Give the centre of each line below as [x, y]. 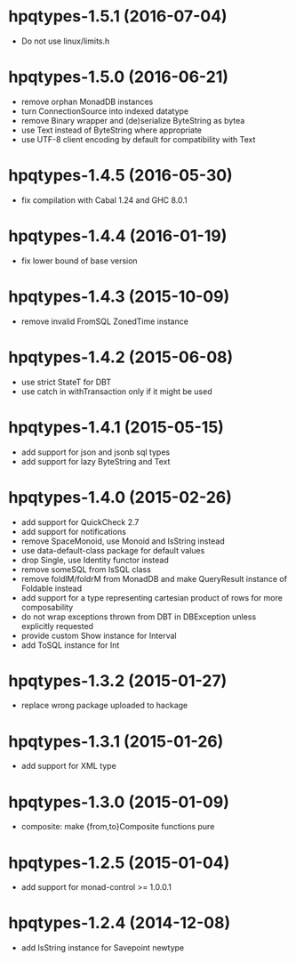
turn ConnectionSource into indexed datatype [105, 111]
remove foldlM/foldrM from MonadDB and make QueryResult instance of [154, 578]
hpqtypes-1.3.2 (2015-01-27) [118, 680]
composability [47, 607]
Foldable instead [52, 588]
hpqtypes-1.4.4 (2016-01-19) [118, 236]
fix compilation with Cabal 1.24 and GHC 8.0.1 [104, 200]
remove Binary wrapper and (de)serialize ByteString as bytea [133, 120]
